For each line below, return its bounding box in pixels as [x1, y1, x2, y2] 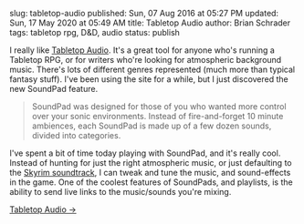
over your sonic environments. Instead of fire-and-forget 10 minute [31, 111, 284, 121]
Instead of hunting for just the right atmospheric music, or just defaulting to [9, 158, 292, 168]
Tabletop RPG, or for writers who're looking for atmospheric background [9, 55, 282, 65]
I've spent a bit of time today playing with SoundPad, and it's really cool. [9, 148, 281, 158]
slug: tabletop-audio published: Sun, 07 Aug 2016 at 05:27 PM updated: [9, 8, 279, 18]
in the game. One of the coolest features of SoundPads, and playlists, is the [9, 177, 294, 188]
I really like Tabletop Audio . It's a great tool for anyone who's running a [9, 45, 276, 56]
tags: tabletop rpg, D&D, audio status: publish [9, 27, 181, 37]
